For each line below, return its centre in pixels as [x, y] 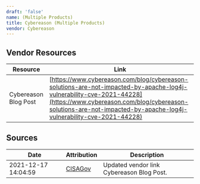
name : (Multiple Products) [40, 17]
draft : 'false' [25, 12]
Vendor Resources [41, 52]
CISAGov [78, 168]
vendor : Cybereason [30, 28]
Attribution [82, 155]
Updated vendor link [132, 165]
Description [147, 155]
